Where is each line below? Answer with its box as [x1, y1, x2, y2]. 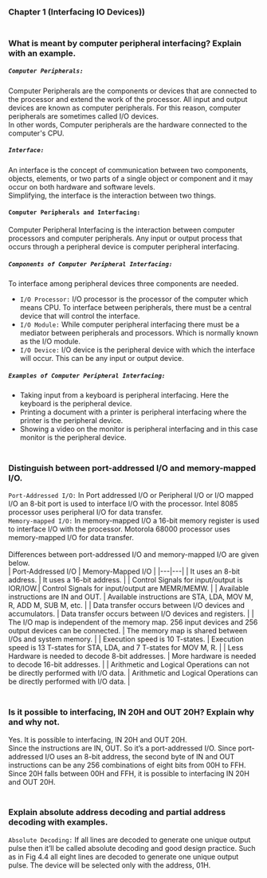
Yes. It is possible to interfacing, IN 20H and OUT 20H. [8, 735, 187, 744]
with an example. [8, 47, 77, 58]
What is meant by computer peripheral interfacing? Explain [8, 37, 241, 49]
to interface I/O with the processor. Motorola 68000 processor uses [8, 524, 231, 534]
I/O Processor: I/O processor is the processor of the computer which [19, 294, 249, 304]
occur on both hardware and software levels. [8, 182, 155, 191]
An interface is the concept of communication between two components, [8, 165, 249, 174]
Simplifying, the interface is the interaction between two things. [8, 190, 217, 200]
